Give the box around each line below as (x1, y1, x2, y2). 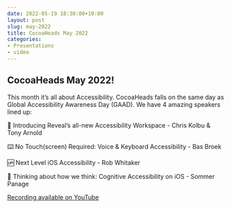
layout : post (7, 17, 45, 24)
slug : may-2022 (7, 23, 51, 30)
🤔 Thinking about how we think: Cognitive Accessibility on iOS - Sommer (7, 172, 215, 180)
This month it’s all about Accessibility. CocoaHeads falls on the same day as (7, 93, 224, 101)
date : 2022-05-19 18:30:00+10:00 (7, 10, 104, 17)
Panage (7, 180, 29, 188)
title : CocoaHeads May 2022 (7, 29, 89, 37)
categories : (7, 36, 42, 43)
